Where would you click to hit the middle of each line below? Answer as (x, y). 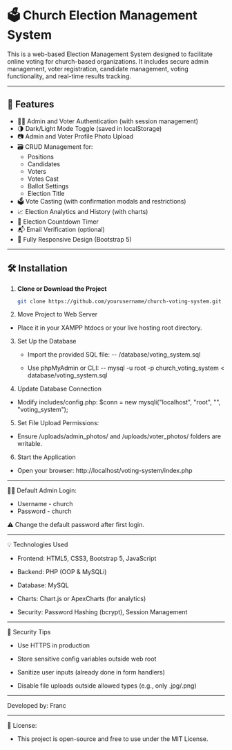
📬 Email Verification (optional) (61, 229)
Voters (37, 171)
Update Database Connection (59, 389)
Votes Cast (43, 179)
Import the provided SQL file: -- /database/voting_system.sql (114, 355)
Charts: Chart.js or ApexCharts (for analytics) (81, 599)
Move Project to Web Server (57, 314)
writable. (30, 444)
